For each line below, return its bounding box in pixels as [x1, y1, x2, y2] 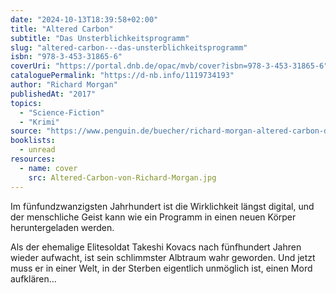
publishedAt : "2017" [10, 89, 97, 99]
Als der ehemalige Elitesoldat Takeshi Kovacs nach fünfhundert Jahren [10, 241, 302, 253]
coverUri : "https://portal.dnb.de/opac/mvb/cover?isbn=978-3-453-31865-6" [10, 61, 329, 71]
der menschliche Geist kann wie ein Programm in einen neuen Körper [10, 211, 297, 223]
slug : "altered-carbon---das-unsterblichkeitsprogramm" [10, 42, 248, 53]
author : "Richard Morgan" [10, 80, 118, 90]
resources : [10, 154, 56, 164]
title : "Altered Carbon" [10, 24, 114, 34]
